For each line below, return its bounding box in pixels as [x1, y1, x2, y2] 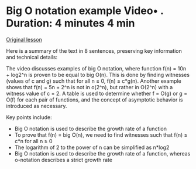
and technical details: [6, 53, 57, 60]
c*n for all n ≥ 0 [14, 137, 53, 144]
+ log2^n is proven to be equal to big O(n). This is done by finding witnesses [6, 71, 190, 78]
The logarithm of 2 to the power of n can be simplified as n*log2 [14, 144, 170, 151]
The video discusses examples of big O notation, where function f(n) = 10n [6, 65, 187, 72]
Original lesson [6, 36, 42, 43]
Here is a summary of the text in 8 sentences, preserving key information [6, 47, 183, 54]
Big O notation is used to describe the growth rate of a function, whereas [14, 150, 191, 157]
